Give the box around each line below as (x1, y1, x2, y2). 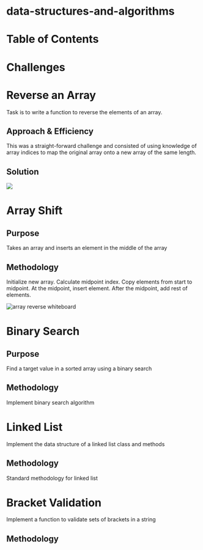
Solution (6, 166, 39, 177)
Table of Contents (6, 32, 99, 46)
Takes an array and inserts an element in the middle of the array (6, 244, 168, 252)
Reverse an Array (6, 88, 97, 102)
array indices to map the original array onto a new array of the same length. (6, 148, 197, 156)
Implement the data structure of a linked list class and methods (6, 440, 165, 447)
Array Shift (6, 204, 63, 218)
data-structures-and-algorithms (6, 4, 175, 18)
